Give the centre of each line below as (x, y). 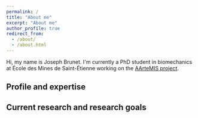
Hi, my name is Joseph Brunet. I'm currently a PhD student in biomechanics (99, 62)
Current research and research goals (76, 107)
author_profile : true (33, 28)
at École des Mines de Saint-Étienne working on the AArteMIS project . (93, 68)
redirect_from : (25, 34)
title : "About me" (29, 17)
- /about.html (29, 45)
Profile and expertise (46, 87)
